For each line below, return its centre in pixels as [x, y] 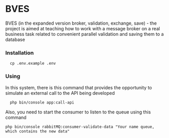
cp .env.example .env [33, 64]
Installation [20, 53]
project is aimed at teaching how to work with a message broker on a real [83, 28]
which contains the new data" [38, 131]
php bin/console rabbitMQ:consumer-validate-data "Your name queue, [80, 127]
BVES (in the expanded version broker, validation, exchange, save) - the [81, 23]
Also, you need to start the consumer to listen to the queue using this [78, 112]
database [15, 40]
